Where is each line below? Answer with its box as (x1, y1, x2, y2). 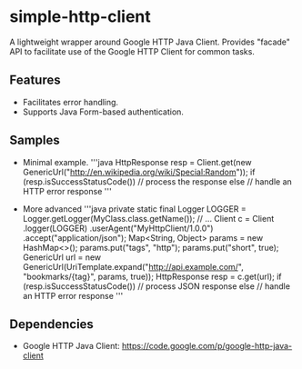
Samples (9, 133, 61, 148)
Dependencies (9, 316, 94, 332)
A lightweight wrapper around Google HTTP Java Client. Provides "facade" (9, 36, 291, 47)
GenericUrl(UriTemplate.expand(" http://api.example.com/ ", (22, 261, 244, 272)
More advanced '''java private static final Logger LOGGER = (22, 203, 247, 214)
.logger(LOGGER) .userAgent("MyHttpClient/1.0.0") (22, 223, 214, 234)
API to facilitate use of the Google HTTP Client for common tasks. (9, 45, 255, 56)
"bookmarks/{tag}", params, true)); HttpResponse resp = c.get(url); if (22, 271, 282, 282)
